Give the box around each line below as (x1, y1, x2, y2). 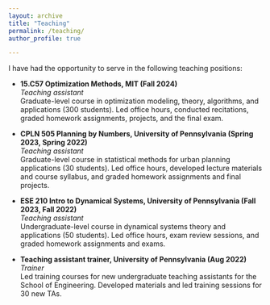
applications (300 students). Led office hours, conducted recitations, (19, 105, 249, 115)
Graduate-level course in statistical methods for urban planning (19, 155, 231, 165)
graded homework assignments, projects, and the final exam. (19, 114, 224, 123)
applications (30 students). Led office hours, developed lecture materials (19, 163, 263, 173)
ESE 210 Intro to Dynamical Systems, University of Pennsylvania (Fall (19, 196, 256, 206)
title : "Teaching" (8, 19, 70, 27)
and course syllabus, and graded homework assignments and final (19, 172, 242, 182)
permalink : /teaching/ (8, 27, 85, 35)
